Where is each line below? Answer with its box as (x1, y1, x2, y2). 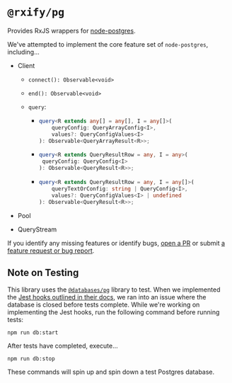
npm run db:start (7, 329, 59, 336)
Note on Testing (7, 266, 79, 278)
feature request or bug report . (7, 246, 95, 255)
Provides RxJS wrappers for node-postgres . (7, 26, 136, 35)
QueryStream (17, 225, 57, 234)
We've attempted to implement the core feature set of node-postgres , (7, 40, 209, 48)
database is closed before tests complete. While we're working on (7, 300, 200, 309)
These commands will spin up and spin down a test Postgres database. (7, 367, 215, 377)
